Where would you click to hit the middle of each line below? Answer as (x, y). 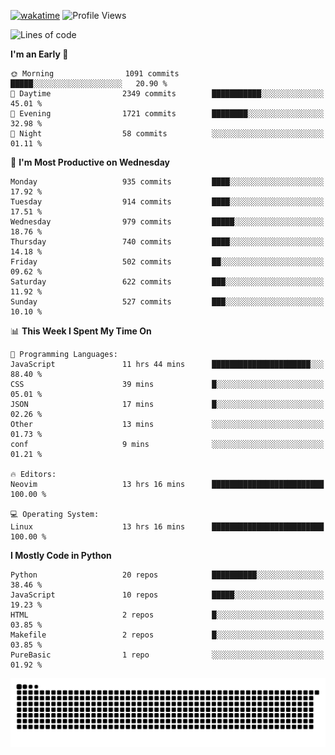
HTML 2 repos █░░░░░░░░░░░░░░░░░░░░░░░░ (167, 615)
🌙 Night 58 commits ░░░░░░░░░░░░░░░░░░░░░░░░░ (167, 134)
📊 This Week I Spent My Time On (81, 331)
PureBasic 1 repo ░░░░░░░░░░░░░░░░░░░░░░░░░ (167, 655)
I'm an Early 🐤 (39, 54)
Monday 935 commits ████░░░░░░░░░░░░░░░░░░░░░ (167, 182)
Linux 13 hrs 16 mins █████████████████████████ (167, 527)
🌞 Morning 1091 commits (95, 74)
